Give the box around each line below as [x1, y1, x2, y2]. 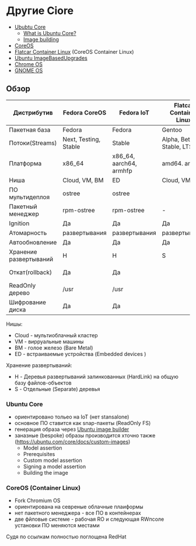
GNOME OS [14, 67, 43, 74]
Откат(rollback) [9, 268, 52, 276]
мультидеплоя [9, 193, 50, 201]
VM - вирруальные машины [14, 338, 84, 345]
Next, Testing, [62, 135, 101, 143]
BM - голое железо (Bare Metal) [14, 344, 93, 351]
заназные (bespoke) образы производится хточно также [14, 432, 156, 439]
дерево [9, 288, 30, 296]
